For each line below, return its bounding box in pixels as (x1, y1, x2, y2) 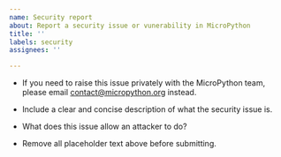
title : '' (9, 29, 46, 38)
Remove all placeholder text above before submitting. (21, 138, 216, 149)
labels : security (9, 37, 73, 47)
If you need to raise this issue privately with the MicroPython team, (21, 78, 266, 88)
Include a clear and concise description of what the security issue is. (21, 104, 273, 115)
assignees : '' (9, 46, 62, 55)
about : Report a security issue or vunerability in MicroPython (9, 21, 251, 30)
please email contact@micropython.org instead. (21, 87, 197, 98)
